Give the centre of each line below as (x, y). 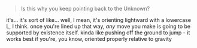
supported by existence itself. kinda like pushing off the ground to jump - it (98, 33)
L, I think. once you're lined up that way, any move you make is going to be (98, 26)
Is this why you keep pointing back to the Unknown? (85, 9)
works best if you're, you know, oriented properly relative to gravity (89, 39)
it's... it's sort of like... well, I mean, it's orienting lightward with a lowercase (99, 20)
